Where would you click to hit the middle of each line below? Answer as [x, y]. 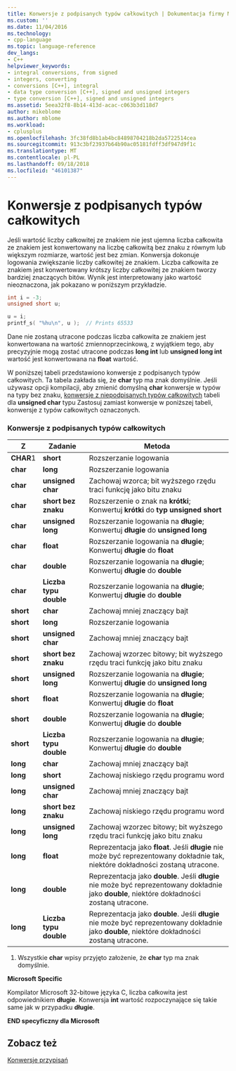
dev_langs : [23, 53]
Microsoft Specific [35, 979]
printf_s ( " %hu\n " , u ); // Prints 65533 [70, 323]
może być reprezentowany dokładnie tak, [157, 856]
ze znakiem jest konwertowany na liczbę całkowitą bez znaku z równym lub [117, 247]
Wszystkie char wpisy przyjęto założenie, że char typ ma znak [108, 958]
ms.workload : [26, 125]
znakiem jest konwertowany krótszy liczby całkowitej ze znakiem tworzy [112, 270]
